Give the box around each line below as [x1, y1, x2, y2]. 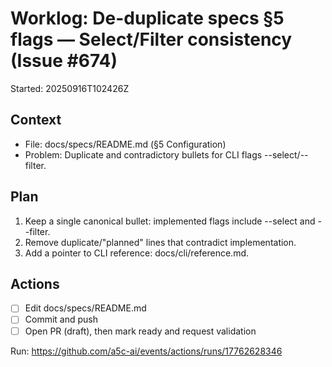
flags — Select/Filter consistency [10, 28, 293, 51]
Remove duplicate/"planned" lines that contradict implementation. [24, 236, 297, 248]
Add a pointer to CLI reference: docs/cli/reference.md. [24, 247, 250, 259]
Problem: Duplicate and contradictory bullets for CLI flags [24, 148, 263, 161]
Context [10, 112, 62, 129]
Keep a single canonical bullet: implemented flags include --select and [24, 215, 316, 227]
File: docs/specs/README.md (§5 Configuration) [24, 138, 227, 150]
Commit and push [24, 313, 98, 326]
